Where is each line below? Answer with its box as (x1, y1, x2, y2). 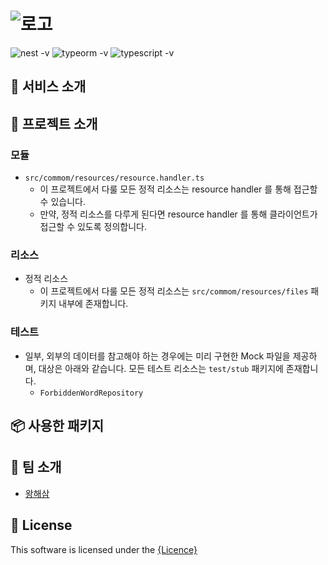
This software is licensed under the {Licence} (10, 543, 198, 555)
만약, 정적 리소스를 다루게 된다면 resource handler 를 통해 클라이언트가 (39, 208, 318, 220)
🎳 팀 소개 (10, 459, 62, 476)
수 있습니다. (39, 196, 86, 208)
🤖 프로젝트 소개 (10, 115, 98, 132)
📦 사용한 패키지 (10, 418, 104, 434)
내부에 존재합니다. (58, 298, 129, 310)
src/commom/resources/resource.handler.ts (24, 173, 205, 184)
